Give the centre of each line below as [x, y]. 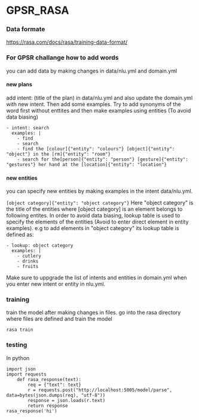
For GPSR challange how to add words [62, 58]
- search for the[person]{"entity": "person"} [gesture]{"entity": [102, 159]
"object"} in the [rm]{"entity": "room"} [59, 154]
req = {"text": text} [55, 385]
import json [21, 369]
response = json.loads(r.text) [67, 400]
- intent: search [28, 128]
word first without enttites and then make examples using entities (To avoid [99, 110]
